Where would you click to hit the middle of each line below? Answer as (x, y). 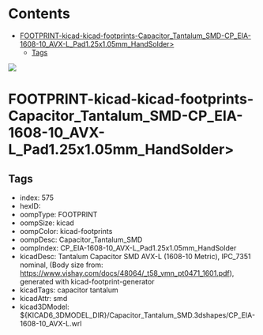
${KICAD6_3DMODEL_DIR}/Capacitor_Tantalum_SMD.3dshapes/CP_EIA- (137, 315)
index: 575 (36, 198)
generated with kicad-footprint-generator (87, 281)
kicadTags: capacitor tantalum (69, 290)
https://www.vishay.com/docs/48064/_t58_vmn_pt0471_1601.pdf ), (127, 273)
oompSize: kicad (47, 223)
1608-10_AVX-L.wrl (51, 323)
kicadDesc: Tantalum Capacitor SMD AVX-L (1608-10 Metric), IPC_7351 (135, 256)
